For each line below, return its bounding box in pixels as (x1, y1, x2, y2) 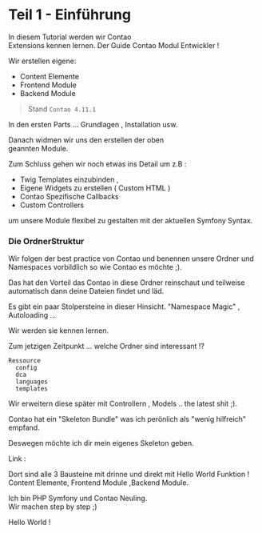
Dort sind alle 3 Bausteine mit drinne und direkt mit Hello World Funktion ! (8, 470, 250, 479)
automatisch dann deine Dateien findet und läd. (8, 287, 165, 296)
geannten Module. (8, 143, 69, 153)
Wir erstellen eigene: (8, 56, 77, 66)
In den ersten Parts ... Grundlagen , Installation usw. (8, 119, 178, 129)
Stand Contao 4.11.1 (27, 104, 97, 114)
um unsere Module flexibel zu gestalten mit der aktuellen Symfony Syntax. (8, 215, 253, 225)
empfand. (8, 423, 40, 433)
